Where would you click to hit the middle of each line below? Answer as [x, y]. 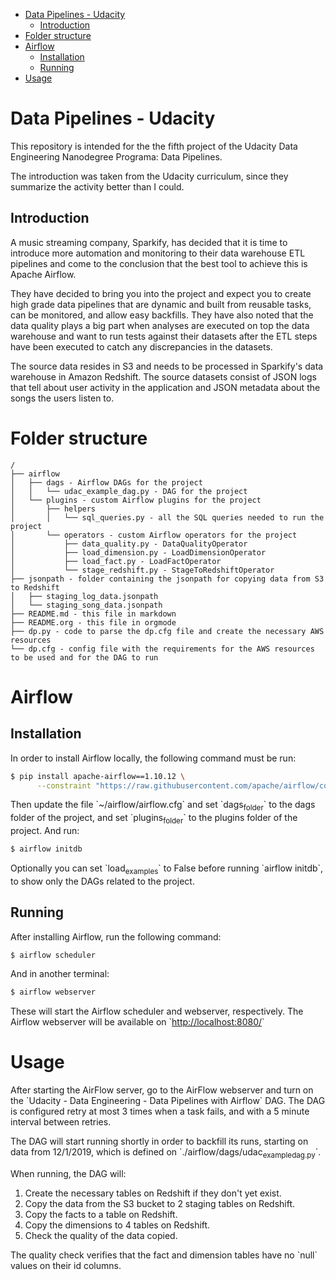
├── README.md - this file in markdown [93, 614]
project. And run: [45, 831]
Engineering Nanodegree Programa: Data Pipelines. [116, 156]
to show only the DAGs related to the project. [102, 881]
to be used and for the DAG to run [84, 657]
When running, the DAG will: [68, 1173]
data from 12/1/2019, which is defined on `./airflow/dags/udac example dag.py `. [166, 1153]
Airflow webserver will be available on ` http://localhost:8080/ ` [137, 1022]
